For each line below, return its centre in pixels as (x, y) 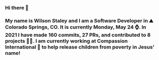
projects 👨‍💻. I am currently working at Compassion (66, 41)
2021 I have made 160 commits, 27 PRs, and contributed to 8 (78, 35)
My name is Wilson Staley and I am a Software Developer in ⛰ (79, 20)
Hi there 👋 (17, 8)
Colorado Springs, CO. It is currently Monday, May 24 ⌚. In (76, 27)
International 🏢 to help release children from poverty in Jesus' (80, 47)
